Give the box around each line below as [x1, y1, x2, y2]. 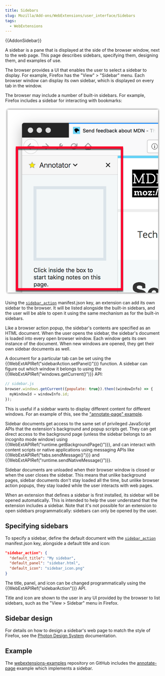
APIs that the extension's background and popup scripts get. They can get [5, 426, 156, 432]
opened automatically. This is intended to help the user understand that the [5, 497, 158, 503]
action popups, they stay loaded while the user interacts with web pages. [5, 483, 154, 488]
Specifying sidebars [5, 522, 68, 530]
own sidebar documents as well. [5, 346, 71, 352]
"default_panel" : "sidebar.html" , [9, 561, 80, 566]
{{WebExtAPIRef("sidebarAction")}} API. [5, 585, 87, 591]
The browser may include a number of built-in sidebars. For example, [5, 93, 146, 98]
